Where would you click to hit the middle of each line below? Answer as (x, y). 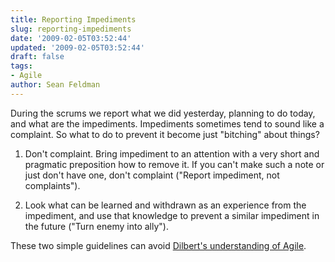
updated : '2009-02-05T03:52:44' (77, 47)
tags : (21, 66)
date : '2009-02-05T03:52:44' (71, 38)
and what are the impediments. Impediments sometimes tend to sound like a (167, 123)
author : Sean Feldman (55, 85)
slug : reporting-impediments (71, 29)
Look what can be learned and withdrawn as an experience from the (165, 205)
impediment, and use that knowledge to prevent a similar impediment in (172, 215)
